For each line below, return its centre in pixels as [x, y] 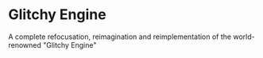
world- [244, 37]
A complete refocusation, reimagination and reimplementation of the [120, 37]
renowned [25, 44]
